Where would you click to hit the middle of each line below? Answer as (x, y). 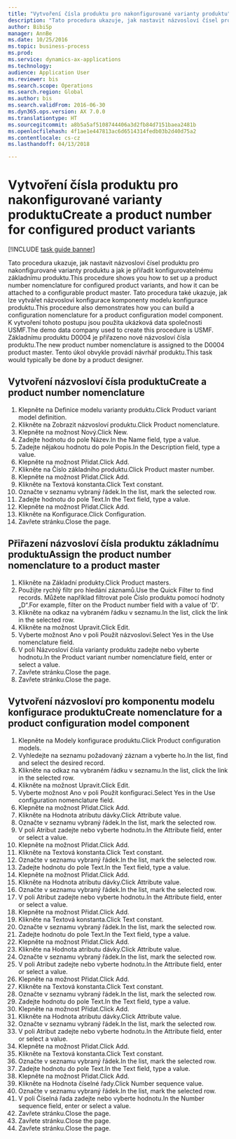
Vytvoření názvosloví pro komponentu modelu (111, 701)
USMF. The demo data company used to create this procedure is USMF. (111, 330)
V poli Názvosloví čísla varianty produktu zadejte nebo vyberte (109, 649)
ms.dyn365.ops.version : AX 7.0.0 (57, 112)
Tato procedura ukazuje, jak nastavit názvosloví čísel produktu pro (104, 263)
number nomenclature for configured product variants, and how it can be (113, 286)
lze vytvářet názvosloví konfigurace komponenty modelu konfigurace (108, 300)
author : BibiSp (30, 27)
